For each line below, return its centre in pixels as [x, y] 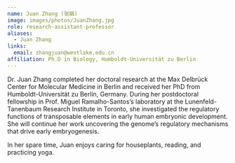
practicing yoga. [31, 152]
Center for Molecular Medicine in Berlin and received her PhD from [104, 86]
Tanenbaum [25, 108]
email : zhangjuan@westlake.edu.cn [64, 53]
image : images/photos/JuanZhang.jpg [61, 20]
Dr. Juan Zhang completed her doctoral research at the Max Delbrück [108, 79]
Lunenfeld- [201, 101]
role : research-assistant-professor [61, 27]
